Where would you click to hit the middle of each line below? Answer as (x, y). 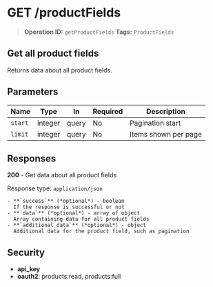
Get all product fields (53, 53)
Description (166, 111)
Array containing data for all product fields (81, 219)
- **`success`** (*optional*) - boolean (66, 201)
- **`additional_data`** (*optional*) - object (77, 226)
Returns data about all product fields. (60, 70)
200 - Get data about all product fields (62, 175)
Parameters (33, 92)
